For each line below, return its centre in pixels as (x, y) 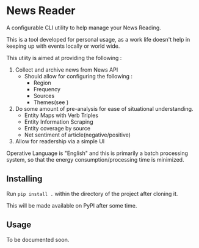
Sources (44, 96)
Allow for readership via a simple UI (60, 141)
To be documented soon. (38, 239)
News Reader (41, 11)
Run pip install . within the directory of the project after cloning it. (92, 194)
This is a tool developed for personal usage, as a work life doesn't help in (98, 39)
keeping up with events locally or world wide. (63, 46)
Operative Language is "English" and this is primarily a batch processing (97, 153)
